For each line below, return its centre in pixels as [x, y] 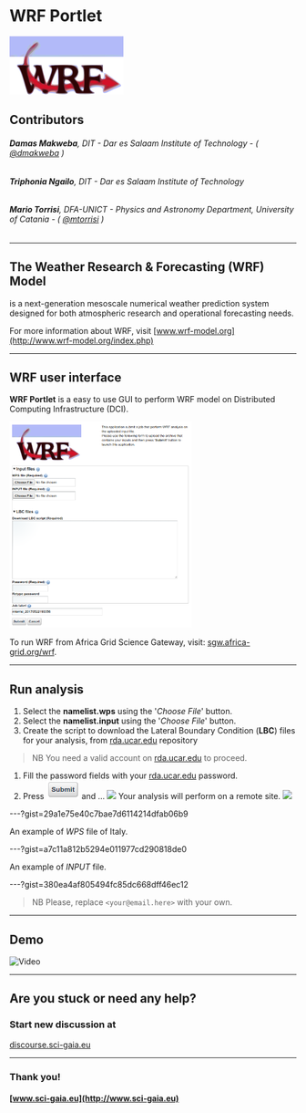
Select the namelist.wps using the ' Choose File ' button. [127, 712]
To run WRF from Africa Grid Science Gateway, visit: [107, 642]
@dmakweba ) [37, 152]
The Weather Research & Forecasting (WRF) [137, 267]
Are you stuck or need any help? [103, 999]
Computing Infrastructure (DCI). [69, 409]
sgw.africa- [229, 642]
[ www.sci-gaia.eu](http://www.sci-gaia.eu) [94, 1098]
